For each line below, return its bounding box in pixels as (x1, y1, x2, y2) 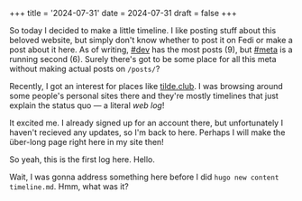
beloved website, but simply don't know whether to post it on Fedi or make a (9, 35, 293, 45)
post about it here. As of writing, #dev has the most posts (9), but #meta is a (9, 44, 293, 55)
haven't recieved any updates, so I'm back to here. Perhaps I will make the (9, 127, 286, 138)
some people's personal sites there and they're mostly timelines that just (9, 90, 279, 101)
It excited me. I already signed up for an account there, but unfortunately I (9, 117, 284, 128)
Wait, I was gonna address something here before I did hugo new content (9, 171, 279, 182)
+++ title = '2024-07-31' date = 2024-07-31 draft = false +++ (9, 8, 237, 18)
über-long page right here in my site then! (9, 137, 164, 147)
